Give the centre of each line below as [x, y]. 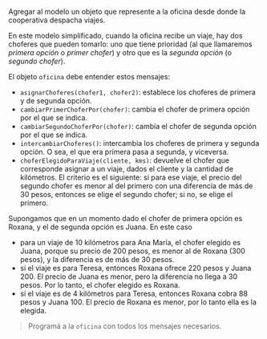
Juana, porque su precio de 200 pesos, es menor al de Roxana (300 [133, 251]
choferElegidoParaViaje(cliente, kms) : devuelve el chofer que [125, 160]
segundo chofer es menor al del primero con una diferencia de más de [136, 186]
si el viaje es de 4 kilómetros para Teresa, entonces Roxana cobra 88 [134, 293]
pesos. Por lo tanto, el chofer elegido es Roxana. [100, 285]
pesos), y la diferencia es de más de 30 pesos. [97, 259]
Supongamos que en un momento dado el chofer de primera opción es [125, 218]
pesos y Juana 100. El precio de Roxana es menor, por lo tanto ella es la [138, 302]
